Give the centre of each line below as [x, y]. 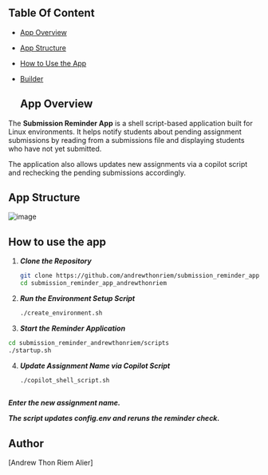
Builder [32, 78]
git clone [36, 276]
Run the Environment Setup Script [77, 298]
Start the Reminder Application [73, 328]
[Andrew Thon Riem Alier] [51, 463]
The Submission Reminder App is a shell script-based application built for [131, 123]
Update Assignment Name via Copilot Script [95, 366]
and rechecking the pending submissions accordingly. [97, 172]
